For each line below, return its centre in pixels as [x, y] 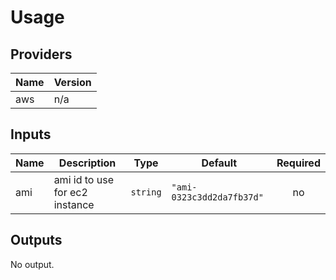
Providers [41, 54]
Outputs [36, 240]
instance [74, 204]
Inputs [31, 134]
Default [219, 163]
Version [72, 82]
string [146, 192]
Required [298, 163]
